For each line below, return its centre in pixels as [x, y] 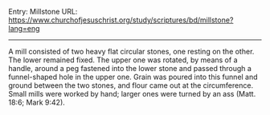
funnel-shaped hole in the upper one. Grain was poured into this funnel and [133, 77]
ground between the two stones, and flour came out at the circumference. [131, 85]
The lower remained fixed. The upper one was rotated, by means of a [123, 60]
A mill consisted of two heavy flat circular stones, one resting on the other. [131, 52]
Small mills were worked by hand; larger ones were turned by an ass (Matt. [132, 94]
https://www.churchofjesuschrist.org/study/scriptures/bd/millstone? [121, 20]
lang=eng [24, 28]
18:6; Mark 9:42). [37, 102]
